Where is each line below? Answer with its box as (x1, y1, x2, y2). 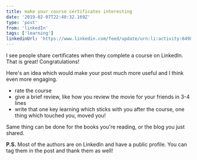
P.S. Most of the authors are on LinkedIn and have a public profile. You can (6, 141, 188, 148)
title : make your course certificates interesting (6, 8, 133, 15)
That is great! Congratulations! (6, 58, 80, 65)
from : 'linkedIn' (6, 25, 49, 31)
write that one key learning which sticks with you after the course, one (14, 106, 185, 113)
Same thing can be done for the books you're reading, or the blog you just (6, 124, 185, 130)
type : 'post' (6, 19, 38, 25)
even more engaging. (6, 76, 57, 83)
